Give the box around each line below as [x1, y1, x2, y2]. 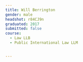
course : [5, 31, 22, 36]
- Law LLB [10, 36, 30, 41]
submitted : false [5, 26, 42, 31]
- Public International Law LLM [10, 40, 78, 45]
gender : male [5, 12, 33, 17]
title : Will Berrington [5, 7, 56, 13]
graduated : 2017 [5, 21, 39, 27]
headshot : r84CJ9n [5, 17, 44, 22]
